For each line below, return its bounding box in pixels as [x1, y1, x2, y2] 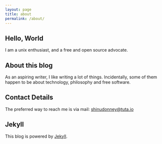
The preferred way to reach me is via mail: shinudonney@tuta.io [5, 106, 134, 112]
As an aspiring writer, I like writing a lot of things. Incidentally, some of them [5, 74, 158, 80]
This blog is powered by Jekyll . [5, 133, 68, 139]
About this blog [5, 61, 53, 70]
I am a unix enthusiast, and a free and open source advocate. [5, 47, 128, 53]
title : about [5, 12, 32, 17]
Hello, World [5, 34, 44, 42]
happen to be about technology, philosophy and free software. [5, 79, 131, 85]
